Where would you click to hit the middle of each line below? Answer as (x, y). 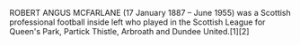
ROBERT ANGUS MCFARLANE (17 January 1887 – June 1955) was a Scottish (150, 13)
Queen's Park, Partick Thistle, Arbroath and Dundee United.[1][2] (129, 31)
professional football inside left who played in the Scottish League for (137, 22)
